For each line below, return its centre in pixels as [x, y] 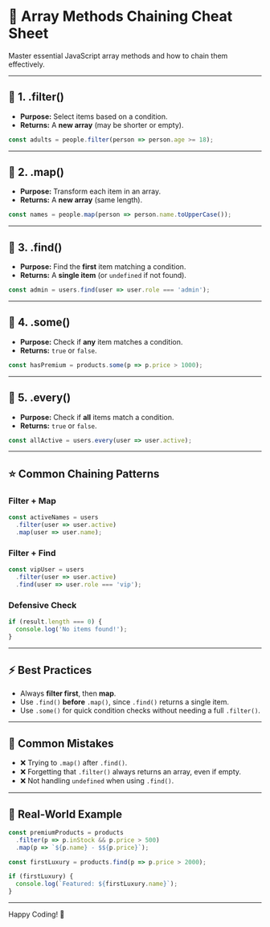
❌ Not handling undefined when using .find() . [97, 781]
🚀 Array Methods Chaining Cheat [121, 16]
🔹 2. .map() [36, 172]
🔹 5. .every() [39, 398]
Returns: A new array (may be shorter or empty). [102, 125]
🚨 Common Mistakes [61, 743]
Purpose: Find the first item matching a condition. [103, 267]
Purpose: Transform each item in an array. [90, 191]
